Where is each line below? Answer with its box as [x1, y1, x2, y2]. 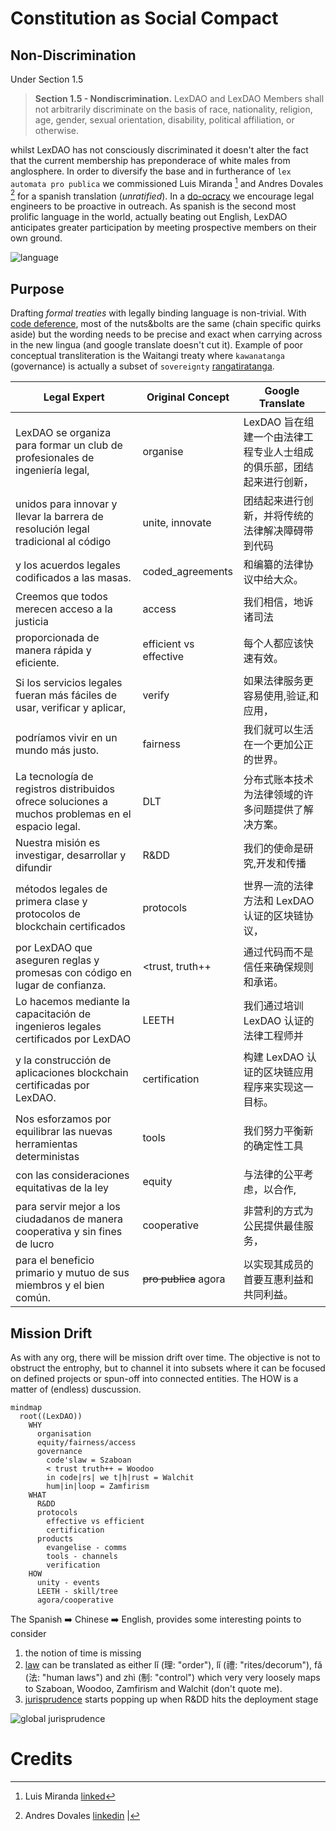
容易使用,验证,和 [243, 689, 320, 703]
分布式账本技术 [243, 773, 314, 787]
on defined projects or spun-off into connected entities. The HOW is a [10, 1372, 299, 1384]
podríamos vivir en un [15, 731, 118, 745]
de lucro [15, 1237, 55, 1251]
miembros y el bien [15, 1278, 105, 1292]
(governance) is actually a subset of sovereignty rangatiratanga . [10, 360, 275, 372]
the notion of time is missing [24, 1647, 142, 1659]
